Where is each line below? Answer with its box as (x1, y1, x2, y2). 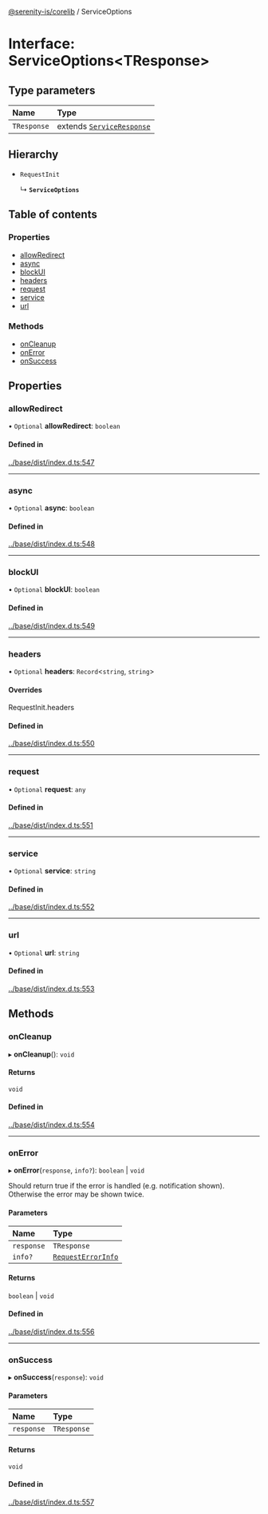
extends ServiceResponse (57, 121, 151, 131)
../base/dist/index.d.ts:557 (8, 1497, 95, 1507)
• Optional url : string (8, 948, 80, 957)
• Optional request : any (8, 784, 86, 794)
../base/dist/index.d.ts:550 (8, 739, 95, 749)
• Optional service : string (8, 866, 96, 876)
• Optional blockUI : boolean (8, 585, 100, 594)
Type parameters (8, 83, 96, 97)
